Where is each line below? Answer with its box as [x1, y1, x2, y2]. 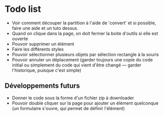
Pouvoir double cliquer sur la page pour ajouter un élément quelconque [11, 100, 159, 106]
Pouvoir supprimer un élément [11, 41, 74, 47]
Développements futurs [4, 82, 80, 90]
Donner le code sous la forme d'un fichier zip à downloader [11, 95, 134, 101]
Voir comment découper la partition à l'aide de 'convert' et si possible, [11, 20, 157, 26]
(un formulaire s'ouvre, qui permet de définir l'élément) [11, 105, 125, 111]
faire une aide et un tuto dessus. [11, 25, 78, 31]
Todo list [4, 3, 41, 15]
